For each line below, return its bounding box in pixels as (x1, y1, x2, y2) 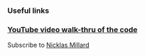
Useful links (7, 6, 50, 16)
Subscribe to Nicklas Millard (7, 41, 90, 50)
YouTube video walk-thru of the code (7, 24, 138, 34)
